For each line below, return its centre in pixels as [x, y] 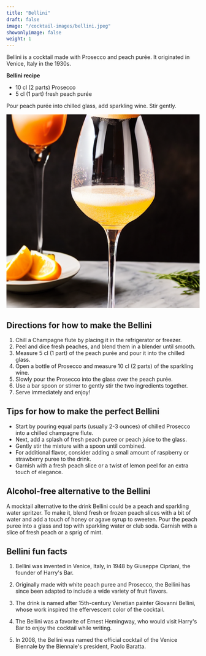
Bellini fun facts [37, 551]
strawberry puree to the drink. [53, 459]
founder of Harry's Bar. [44, 573]
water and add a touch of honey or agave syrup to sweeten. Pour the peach [102, 519]
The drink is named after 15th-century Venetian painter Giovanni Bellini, [105, 603]
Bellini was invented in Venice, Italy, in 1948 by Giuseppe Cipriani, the [103, 566]
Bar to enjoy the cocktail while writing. [63, 628]
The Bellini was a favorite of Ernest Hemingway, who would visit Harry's [106, 622]
